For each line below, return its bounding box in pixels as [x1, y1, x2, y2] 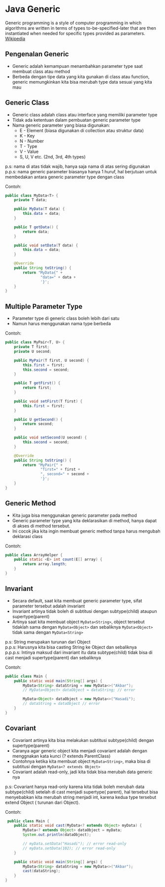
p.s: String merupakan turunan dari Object [5, 639, 91, 644]
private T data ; [14, 197, 48, 202]
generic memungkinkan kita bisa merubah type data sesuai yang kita [12, 79, 152, 85]
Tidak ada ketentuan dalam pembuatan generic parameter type [12, 117, 141, 123]
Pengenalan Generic [5, 50, 69, 58]
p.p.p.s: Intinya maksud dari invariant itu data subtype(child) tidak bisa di [5, 649, 153, 655]
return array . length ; [23, 562, 67, 567]
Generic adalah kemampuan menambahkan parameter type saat [12, 63, 143, 69]
